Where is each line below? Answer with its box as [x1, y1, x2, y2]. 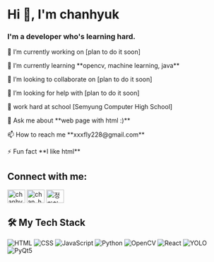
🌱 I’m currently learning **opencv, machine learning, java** [7, 62, 180, 70]
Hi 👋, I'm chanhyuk [7, 6, 120, 23]
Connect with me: [7, 170, 88, 183]
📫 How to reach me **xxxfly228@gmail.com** [7, 130, 145, 139]
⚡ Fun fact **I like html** [7, 147, 81, 156]
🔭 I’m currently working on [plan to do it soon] [7, 47, 141, 56]
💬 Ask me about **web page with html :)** [7, 116, 131, 125]
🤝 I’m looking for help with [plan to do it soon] [7, 89, 140, 98]
